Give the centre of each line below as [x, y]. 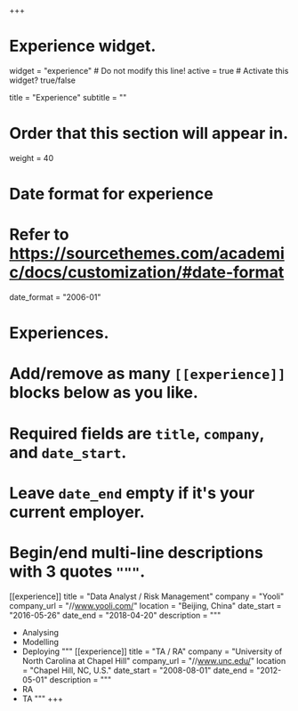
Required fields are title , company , [137, 433]
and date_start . [68, 452]
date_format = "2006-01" [55, 297]
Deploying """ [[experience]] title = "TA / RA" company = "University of [152, 651]
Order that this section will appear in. [149, 133]
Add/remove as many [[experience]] [148, 374]
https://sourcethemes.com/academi [147, 254]
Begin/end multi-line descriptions [137, 552]
